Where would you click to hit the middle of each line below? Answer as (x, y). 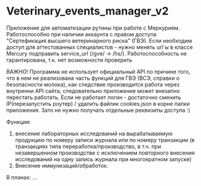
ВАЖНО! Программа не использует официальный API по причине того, (98, 71)
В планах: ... (22, 177)
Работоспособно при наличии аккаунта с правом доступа (81, 34)
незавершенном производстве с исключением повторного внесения (105, 153)
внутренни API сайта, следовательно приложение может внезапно (93, 91)
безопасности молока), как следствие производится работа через (93, 84)
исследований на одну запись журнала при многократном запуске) (103, 159)
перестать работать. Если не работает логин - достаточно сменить (94, 97)
